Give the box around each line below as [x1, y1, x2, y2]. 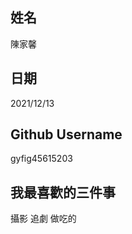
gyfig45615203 [10, 153, 73, 165]
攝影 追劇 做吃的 [10, 213, 77, 225]
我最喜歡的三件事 [10, 184, 116, 201]
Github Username [10, 126, 123, 143]
